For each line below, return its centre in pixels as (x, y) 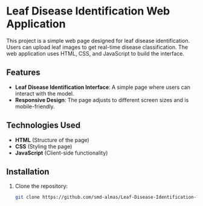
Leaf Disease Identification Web (88, 11)
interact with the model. (44, 93)
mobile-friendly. (35, 106)
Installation (28, 171)
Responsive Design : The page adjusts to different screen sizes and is (102, 100)
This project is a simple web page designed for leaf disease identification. (98, 40)
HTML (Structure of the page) (52, 140)
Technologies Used (43, 125)
